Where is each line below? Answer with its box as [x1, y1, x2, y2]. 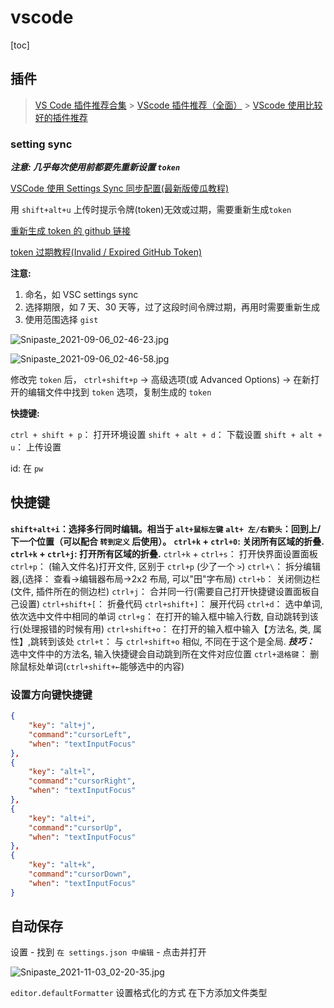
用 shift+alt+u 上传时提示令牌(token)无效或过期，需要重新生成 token [10, 204, 292, 216]
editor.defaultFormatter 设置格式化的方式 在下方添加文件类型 [10, 987, 268, 999]
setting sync [10, 137, 73, 151]
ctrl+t [76, 637, 104, 647]
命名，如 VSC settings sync [24, 289, 139, 301]
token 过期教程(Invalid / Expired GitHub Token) [10, 246, 203, 258]
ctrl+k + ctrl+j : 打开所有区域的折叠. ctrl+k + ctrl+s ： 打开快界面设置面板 [10, 547, 318, 560]
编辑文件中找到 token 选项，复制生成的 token [27, 386, 212, 398]
